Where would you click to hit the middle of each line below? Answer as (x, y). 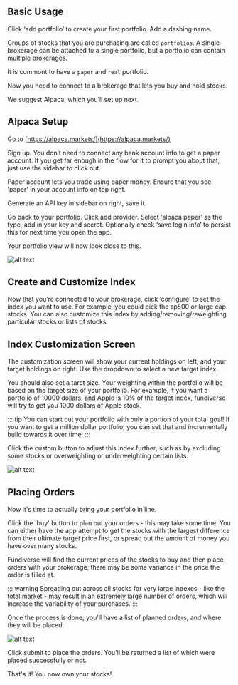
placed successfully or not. (47, 660)
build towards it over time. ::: (49, 435)
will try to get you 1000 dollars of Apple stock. (75, 406)
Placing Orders (41, 492)
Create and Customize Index (72, 282)
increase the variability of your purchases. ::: (73, 604)
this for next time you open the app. (60, 232)
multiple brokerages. (38, 58)
